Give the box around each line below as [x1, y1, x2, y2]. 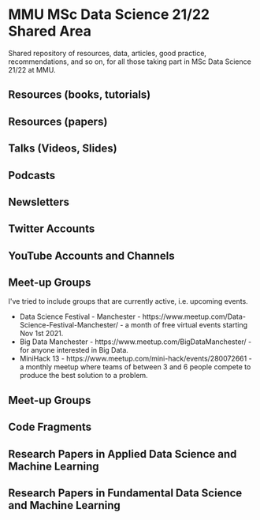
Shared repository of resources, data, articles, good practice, [8, 48, 207, 58]
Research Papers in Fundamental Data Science [8, 487, 243, 500]
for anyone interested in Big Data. [19, 346, 128, 355]
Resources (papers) [8, 114, 108, 128]
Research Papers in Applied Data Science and [8, 447, 237, 461]
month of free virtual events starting [131, 320, 248, 330]
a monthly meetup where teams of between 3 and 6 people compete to [19, 362, 251, 372]
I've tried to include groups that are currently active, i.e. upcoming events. [8, 297, 248, 306]
